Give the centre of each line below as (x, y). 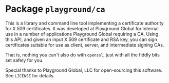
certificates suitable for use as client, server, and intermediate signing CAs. (85, 45)
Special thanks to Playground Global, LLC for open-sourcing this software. (84, 70)
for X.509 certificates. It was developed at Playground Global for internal (82, 28)
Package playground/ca (55, 9)
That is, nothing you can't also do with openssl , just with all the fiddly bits (83, 55)
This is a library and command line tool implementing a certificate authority (85, 23)
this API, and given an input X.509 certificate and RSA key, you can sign (81, 39)
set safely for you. (24, 60)
